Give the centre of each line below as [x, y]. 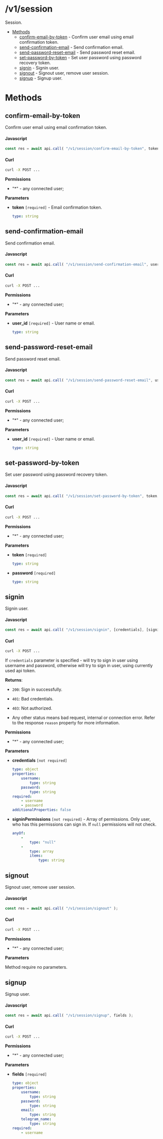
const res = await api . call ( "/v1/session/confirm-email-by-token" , [76, 149]
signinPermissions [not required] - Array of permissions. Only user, [81, 819]
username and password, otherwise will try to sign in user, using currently [79, 666]
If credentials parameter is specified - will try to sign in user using [72, 660]
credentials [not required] [40, 761]
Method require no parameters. [36, 967]
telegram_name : [36, 1119]
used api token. [20, 671]
